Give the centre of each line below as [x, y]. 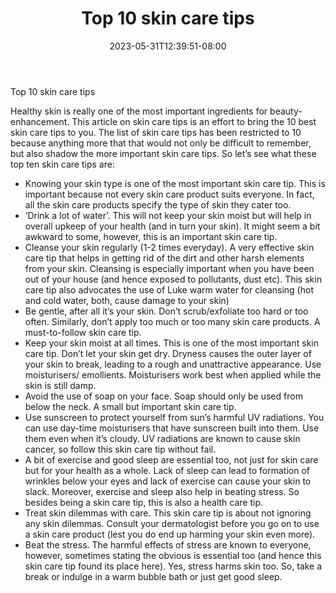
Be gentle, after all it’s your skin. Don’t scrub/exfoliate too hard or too [166, 311]
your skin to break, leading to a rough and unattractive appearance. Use [173, 364]
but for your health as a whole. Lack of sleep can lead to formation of [167, 470]
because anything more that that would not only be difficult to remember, [161, 143]
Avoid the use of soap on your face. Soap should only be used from [163, 396]
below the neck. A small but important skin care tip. [130, 406]
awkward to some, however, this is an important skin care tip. [151, 236]
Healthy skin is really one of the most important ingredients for [139, 111]
